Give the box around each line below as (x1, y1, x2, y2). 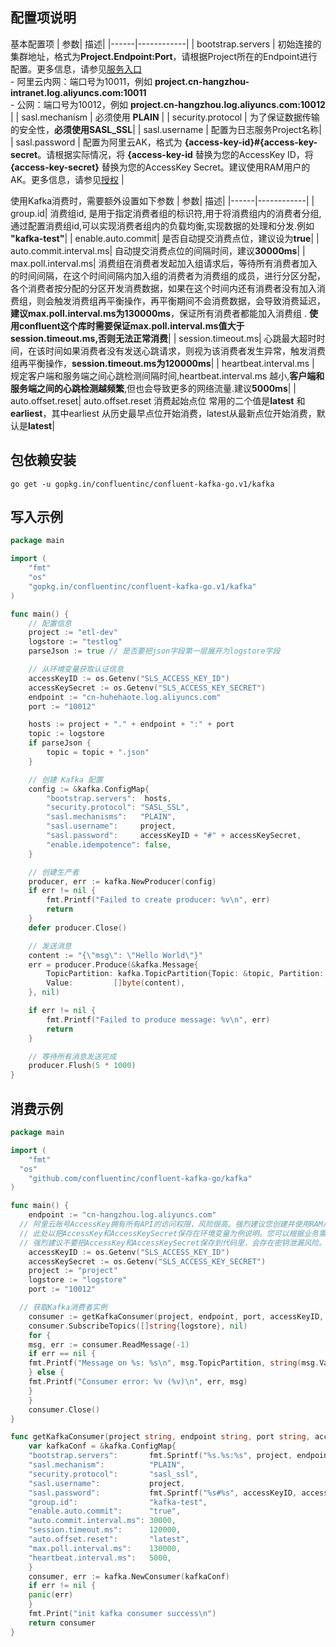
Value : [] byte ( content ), (46, 978, 186, 988)
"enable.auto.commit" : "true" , (28, 1506, 182, 1517)
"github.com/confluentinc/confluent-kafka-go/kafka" (28, 1173, 253, 1183)
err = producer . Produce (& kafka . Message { (28, 959, 199, 970)
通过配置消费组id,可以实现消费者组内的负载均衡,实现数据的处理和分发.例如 (10, 219, 315, 232)
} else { (28, 1368, 65, 1378)
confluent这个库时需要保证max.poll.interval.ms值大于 (18, 319, 245, 332)
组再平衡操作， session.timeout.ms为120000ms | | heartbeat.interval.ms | (10, 357, 315, 369)
